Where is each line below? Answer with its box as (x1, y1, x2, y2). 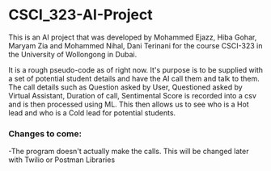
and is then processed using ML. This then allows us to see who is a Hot (8, 99, 249, 109)
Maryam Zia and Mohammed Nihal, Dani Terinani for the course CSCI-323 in (8, 40, 263, 50)
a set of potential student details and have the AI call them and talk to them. (8, 73, 260, 83)
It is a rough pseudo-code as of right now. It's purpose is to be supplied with (8, 65, 264, 74)
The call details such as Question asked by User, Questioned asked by (8, 82, 243, 92)
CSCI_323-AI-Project (8, 6, 154, 24)
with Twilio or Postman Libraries (8, 155, 116, 165)
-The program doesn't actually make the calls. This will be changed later (8, 147, 249, 156)
